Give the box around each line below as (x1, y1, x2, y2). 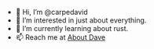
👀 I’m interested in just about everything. (15, 16, 147, 25)
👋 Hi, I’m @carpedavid (15, 8, 88, 16)
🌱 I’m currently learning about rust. (15, 24, 128, 33)
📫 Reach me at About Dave (15, 33, 106, 42)
